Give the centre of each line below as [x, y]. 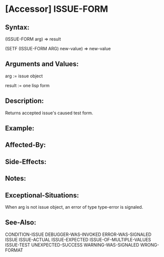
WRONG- [150, 245]
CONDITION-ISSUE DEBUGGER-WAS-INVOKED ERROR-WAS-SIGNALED [78, 234]
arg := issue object [24, 76]
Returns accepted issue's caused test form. [49, 113]
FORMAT [14, 250]
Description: [25, 101]
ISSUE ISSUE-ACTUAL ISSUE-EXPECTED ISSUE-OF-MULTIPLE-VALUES [78, 239]
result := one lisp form [27, 85]
